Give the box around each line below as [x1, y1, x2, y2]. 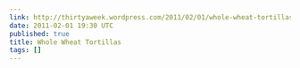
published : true [9, 29, 70, 38]
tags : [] [9, 46, 42, 55]
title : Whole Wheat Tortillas [9, 37, 122, 47]
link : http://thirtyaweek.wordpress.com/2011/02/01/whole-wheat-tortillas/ [9, 12, 297, 22]
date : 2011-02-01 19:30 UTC [9, 21, 114, 30]
